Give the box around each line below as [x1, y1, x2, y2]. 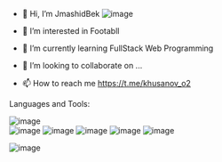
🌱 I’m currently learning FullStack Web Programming [21, 43, 214, 53]
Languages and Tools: [9, 99, 91, 109]
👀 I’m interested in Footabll [21, 26, 120, 36]
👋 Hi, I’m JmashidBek [21, 9, 100, 19]
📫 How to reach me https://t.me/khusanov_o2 [21, 78, 191, 88]
